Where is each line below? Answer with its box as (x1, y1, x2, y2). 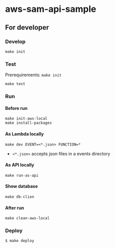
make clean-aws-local (5, 216, 50, 221)
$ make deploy (5, 239, 35, 244)
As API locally (5, 162, 35, 168)
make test (5, 82, 26, 87)
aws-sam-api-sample (5, 3, 97, 15)
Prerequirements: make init (5, 72, 62, 78)
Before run (5, 105, 28, 111)
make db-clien (5, 194, 35, 199)
